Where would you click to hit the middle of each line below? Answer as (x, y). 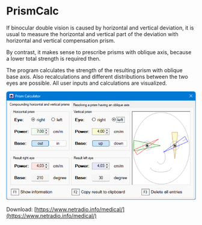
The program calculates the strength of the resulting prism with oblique (95, 70)
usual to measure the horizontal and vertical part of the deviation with (92, 34)
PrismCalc (32, 11)
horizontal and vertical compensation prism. (61, 40)
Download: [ (21, 209)
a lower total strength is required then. (54, 58)
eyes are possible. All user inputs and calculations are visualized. (87, 83)
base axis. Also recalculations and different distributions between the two (97, 76)
